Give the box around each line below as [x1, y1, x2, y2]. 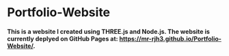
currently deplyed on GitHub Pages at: [7, 34, 118, 43]
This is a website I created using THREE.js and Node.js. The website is [7, 27, 211, 35]
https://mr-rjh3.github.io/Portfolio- [119, 34, 222, 43]
